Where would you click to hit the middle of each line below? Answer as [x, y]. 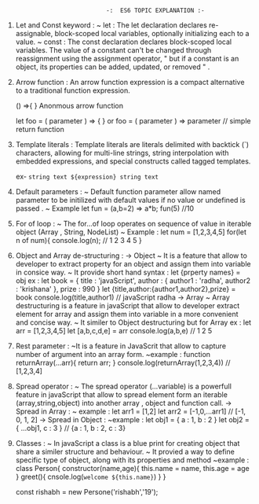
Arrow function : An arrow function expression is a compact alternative [130, 82]
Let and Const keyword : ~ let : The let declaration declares [111, 25]
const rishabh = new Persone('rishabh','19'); [87, 492]
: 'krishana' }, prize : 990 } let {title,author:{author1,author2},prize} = [126, 289]
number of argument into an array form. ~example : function [113, 354]
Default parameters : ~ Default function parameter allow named [118, 191]
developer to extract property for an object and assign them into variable [133, 264]
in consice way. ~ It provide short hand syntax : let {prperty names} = [128, 272]
